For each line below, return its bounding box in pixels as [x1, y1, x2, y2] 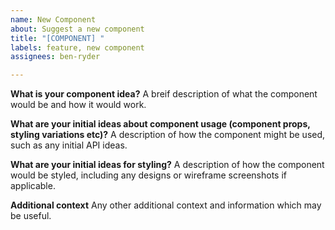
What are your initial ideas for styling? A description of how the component [10, 159, 325, 171]
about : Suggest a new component [10, 24, 145, 34]
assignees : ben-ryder [10, 52, 101, 62]
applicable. [10, 180, 56, 192]
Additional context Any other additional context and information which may [10, 199, 322, 211]
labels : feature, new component [10, 42, 145, 53]
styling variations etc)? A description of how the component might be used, [10, 129, 326, 141]
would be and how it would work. [10, 99, 147, 111]
